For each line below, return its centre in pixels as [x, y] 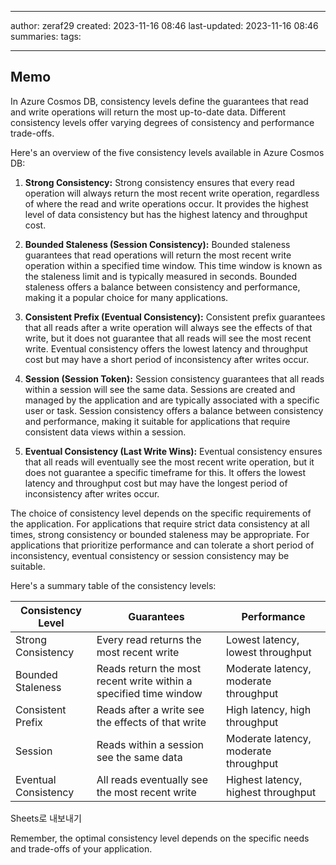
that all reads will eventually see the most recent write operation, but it [169, 462]
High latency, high [269, 709]
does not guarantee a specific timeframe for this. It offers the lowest [165, 472]
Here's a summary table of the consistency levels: [113, 585]
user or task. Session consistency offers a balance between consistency [174, 410]
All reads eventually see [152, 779]
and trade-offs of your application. [81, 848]
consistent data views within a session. [105, 432]
